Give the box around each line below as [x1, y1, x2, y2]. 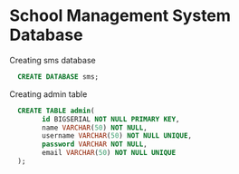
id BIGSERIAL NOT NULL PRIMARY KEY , [42, 114, 180, 123]
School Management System [9, 5, 231, 26]
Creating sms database [9, 54, 97, 65]
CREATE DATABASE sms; [17, 72, 100, 82]
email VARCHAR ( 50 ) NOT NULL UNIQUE [42, 149, 177, 158]
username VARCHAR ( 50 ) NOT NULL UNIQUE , [42, 131, 193, 140]
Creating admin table [9, 88, 88, 100]
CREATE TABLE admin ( [17, 106, 95, 115]
